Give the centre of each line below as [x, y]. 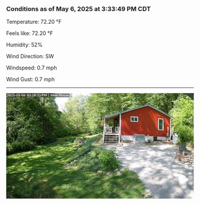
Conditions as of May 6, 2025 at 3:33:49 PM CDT [79, 9]
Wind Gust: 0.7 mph [30, 80]
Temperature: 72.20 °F [34, 22]
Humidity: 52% [24, 45]
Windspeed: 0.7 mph [32, 68]
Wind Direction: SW [30, 56]
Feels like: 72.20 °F [30, 33]
